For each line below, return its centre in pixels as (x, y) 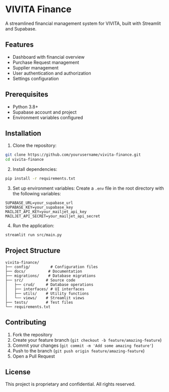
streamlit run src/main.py (34, 235)
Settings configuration (36, 78)
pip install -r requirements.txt (40, 179)
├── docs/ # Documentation (44, 271)
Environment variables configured (48, 117)
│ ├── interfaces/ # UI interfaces (45, 289)
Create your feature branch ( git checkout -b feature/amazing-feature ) (87, 340)
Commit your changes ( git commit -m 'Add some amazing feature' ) (83, 345)
